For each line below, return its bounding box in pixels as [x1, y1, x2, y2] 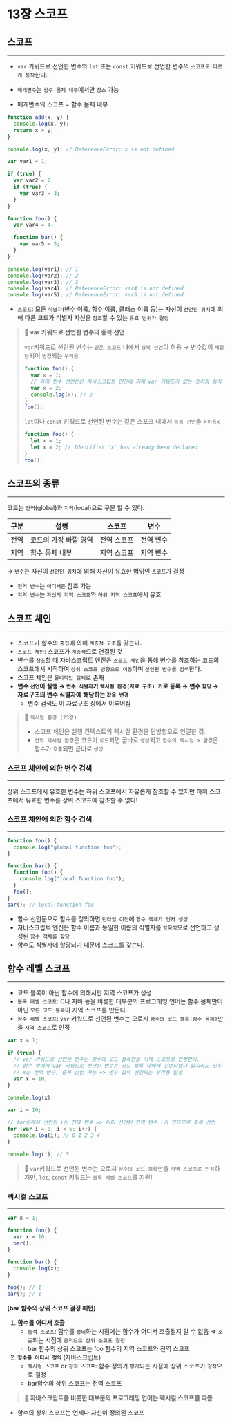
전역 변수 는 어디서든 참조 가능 [17, 582, 92, 590]
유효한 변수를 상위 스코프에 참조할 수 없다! [25, 795, 138, 804]
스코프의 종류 [7, 478, 60, 489]
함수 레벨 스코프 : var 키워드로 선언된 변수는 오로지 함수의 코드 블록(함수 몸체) [17, 1015, 218, 1023]
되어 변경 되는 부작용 [28, 352, 79, 360]
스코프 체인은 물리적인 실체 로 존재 [17, 673, 105, 681]
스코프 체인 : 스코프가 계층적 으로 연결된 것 [17, 648, 123, 656]
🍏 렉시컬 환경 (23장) [23, 713, 77, 722]
